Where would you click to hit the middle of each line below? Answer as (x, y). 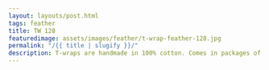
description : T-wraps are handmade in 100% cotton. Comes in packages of (135, 53)
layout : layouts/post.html (54, 16)
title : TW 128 (32, 31)
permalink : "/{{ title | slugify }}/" (73, 46)
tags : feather (32, 23)
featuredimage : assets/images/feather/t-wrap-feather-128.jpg (115, 38)
